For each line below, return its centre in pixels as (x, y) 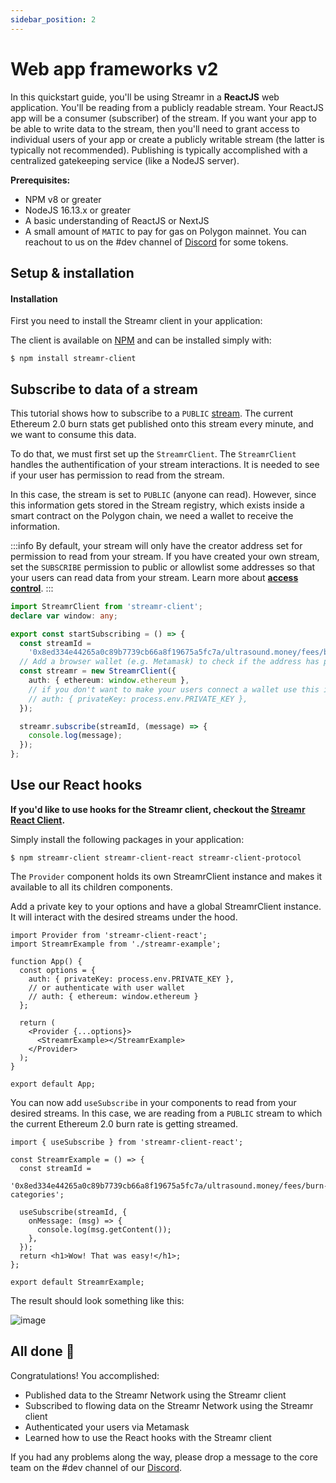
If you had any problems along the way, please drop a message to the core (164, 1457)
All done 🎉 (42, 1351)
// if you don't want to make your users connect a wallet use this (174, 689)
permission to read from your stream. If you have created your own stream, (165, 556)
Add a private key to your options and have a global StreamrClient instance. (166, 906)
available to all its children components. (91, 887)
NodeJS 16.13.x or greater (78, 210)
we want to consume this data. (73, 434)
